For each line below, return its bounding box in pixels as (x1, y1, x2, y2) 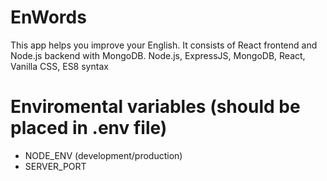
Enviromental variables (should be (10, 96, 301, 118)
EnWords (10, 6, 87, 29)
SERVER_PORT (24, 160, 87, 172)
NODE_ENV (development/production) (24, 149, 183, 161)
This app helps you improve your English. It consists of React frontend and (10, 39, 318, 51)
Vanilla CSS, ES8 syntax (10, 60, 109, 72)
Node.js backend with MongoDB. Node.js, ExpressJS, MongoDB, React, (10, 49, 306, 61)
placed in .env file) (10, 117, 168, 140)
